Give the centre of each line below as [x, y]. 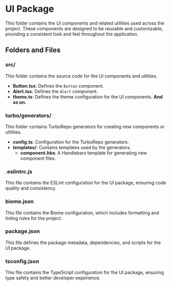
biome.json [20, 201]
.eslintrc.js [19, 171]
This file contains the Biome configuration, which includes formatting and [82, 213]
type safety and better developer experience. [53, 278]
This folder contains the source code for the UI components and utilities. [81, 76]
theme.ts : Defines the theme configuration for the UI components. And [88, 97]
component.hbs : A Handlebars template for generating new [83, 153]
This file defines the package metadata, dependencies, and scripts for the [83, 242]
